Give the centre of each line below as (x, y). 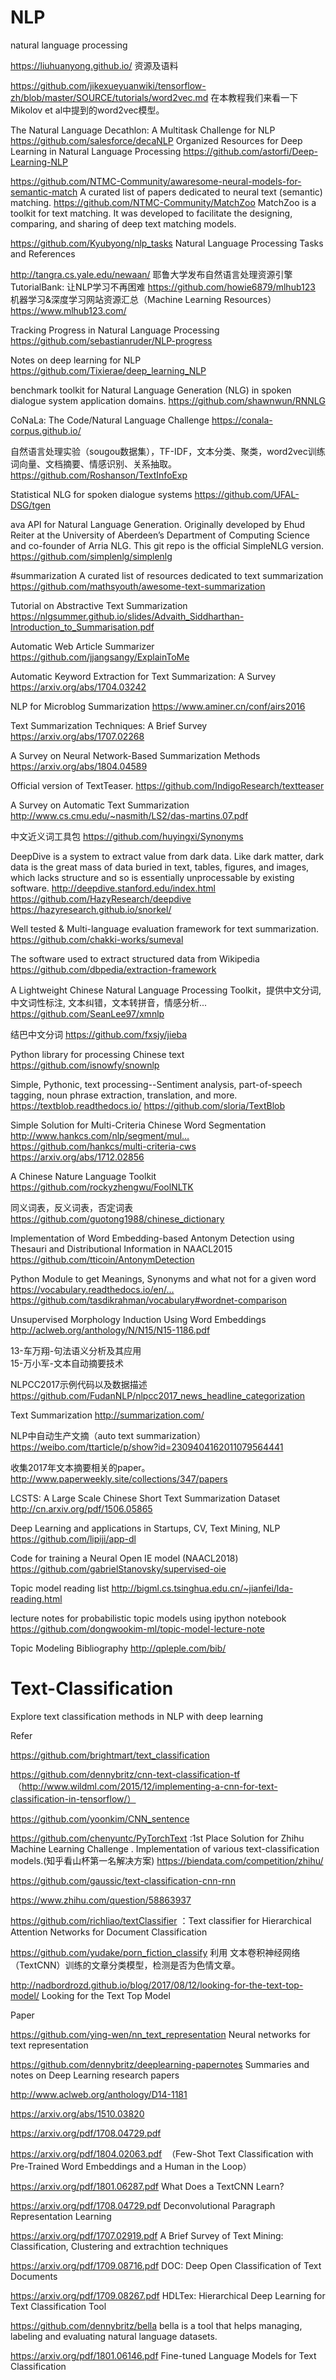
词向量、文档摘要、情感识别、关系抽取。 (93, 463)
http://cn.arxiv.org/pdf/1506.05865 (81, 1508)
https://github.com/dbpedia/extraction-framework (113, 969)
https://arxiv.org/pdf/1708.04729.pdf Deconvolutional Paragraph (143, 2205)
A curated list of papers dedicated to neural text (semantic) (201, 192)
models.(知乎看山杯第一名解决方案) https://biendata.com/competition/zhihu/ (167, 1860)
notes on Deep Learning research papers (95, 2075)
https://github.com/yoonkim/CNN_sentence (100, 1818)
